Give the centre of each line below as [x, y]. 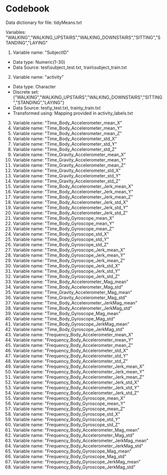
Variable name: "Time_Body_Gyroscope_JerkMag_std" [69, 329]
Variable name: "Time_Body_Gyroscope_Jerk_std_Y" [67, 271]
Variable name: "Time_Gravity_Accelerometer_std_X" [67, 170]
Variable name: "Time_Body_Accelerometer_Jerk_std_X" [70, 202]
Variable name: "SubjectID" [41, 52]
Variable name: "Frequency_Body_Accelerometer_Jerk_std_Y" [76, 387]
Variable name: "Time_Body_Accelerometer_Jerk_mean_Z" [73, 197]
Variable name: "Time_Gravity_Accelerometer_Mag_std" [70, 298]
